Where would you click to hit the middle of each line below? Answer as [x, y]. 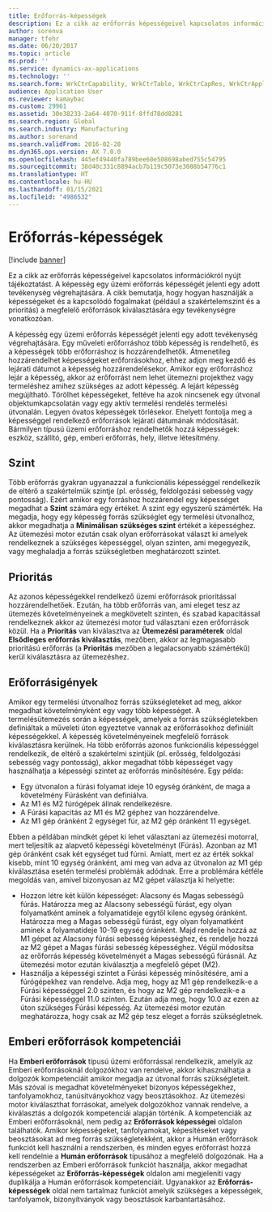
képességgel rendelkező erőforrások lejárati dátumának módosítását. [124, 420]
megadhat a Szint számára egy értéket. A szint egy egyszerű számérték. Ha [136, 509]
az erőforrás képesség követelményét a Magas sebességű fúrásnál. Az [138, 956]
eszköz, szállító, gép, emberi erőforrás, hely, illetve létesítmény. [114, 437]
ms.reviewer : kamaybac [47, 99]
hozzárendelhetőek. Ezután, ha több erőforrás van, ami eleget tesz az [124, 605]
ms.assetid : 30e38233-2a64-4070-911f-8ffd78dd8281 [96, 114]
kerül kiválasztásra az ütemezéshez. [69, 657]
